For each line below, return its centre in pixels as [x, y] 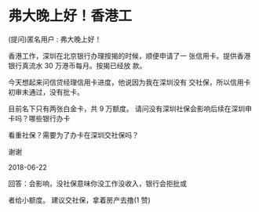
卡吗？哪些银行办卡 [39, 118]
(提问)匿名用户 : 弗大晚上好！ [55, 39]
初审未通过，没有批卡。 [46, 92]
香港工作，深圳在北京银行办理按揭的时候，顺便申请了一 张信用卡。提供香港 [129, 56]
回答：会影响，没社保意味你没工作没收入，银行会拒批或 [97, 183]
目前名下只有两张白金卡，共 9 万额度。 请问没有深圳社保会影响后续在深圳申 [130, 108]
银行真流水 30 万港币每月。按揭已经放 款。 [77, 65]
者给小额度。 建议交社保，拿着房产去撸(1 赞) [79, 199]
